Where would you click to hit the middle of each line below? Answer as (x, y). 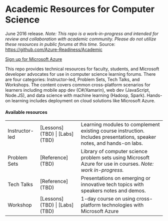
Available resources (26, 112)
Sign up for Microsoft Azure (34, 59)
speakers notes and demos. (113, 191)
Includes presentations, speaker (118, 137)
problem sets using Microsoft (115, 158)
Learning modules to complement (120, 125)
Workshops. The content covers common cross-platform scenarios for (78, 85)
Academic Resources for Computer (80, 9)
